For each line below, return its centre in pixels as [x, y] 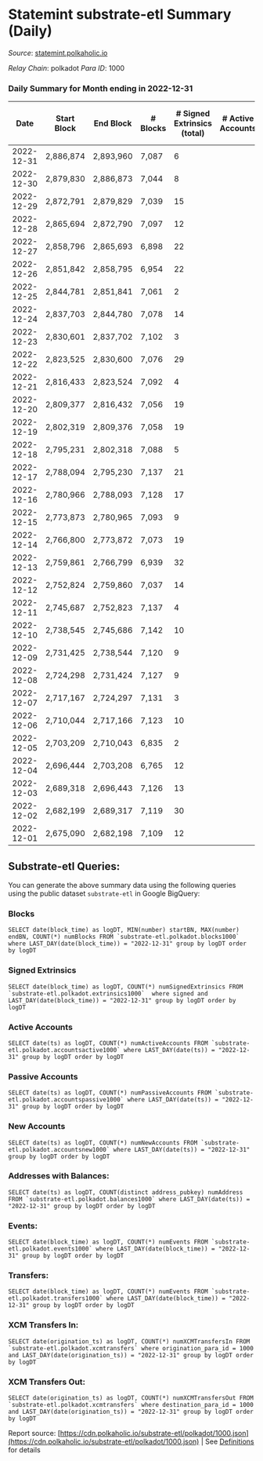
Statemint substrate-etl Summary [120, 15]
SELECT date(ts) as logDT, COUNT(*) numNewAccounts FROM [103, 1143]
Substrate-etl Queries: [64, 866]
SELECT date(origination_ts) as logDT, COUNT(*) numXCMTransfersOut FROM [131, 1398]
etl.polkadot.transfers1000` [56, 1298]
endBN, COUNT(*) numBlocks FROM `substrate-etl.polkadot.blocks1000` [124, 937]
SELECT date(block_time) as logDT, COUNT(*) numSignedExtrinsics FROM [126, 987]
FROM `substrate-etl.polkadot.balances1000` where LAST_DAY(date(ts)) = [129, 1199]
